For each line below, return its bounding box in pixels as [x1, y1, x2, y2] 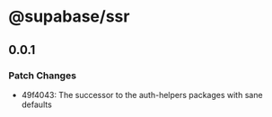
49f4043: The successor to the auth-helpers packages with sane [21, 89, 263, 100]
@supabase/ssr [8, 6, 130, 27]
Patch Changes [8, 69, 77, 82]
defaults [21, 99, 53, 110]
